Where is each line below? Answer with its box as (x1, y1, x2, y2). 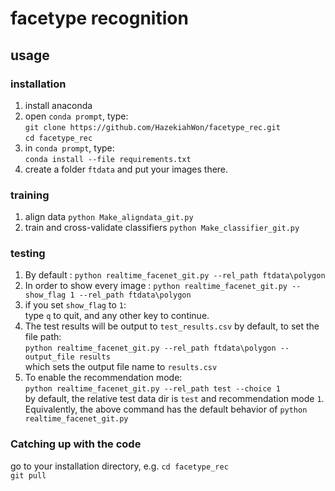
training (10, 188, 50, 202)
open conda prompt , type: (24, 110, 129, 122)
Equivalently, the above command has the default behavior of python (24, 403, 308, 416)
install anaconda (24, 99, 93, 111)
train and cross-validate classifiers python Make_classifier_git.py (24, 222, 300, 234)
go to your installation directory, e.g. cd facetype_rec (10, 460, 229, 472)
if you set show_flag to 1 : (24, 299, 127, 311)
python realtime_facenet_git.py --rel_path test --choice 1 (24, 384, 281, 394)
